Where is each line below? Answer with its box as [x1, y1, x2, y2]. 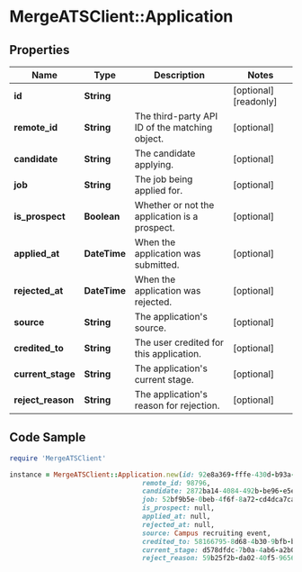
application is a [134, 210, 199, 222]
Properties [9, 42, 70, 58]
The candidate [134, 147, 196, 159]
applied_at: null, [142, 512, 211, 522]
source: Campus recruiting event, [142, 529, 271, 538]
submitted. [134, 259, 180, 271]
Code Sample [9, 430, 86, 445]
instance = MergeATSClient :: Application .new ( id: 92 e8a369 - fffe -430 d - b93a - [9, 470, 296, 479]
